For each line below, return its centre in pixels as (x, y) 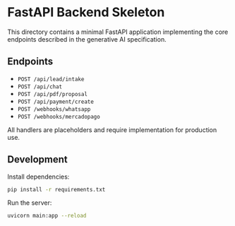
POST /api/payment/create (55, 102)
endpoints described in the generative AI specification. (87, 39)
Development (38, 160)
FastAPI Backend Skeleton (86, 12)
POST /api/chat (40, 87)
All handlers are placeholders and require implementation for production (112, 130)
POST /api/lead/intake (51, 79)
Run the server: (30, 203)
